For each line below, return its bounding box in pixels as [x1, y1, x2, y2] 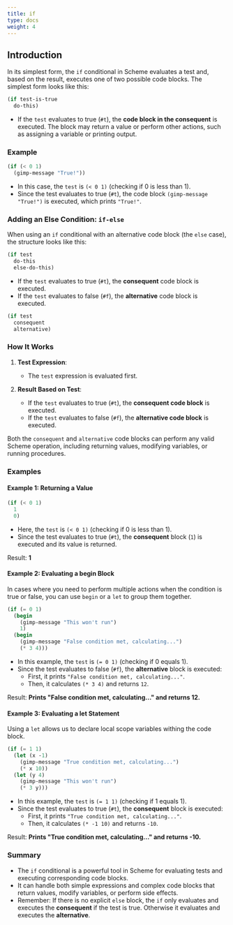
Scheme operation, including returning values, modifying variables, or [7, 441, 208, 450]
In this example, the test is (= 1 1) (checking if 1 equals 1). [17, 797, 187, 806]
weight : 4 [7, 23, 36, 30]
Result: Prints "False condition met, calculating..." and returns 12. [7, 693, 200, 702]
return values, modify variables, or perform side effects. [17, 888, 179, 897]
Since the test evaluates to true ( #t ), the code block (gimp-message [17, 189, 208, 198]
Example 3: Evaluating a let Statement [7, 709, 120, 718]
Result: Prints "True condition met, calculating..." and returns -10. [7, 833, 201, 841]
